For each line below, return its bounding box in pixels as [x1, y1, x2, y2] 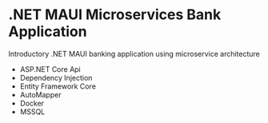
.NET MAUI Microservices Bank [8, 6, 222, 24]
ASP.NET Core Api [19, 64, 82, 73]
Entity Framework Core [19, 81, 96, 91]
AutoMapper [19, 89, 62, 99]
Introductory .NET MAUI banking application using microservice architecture [8, 49, 260, 58]
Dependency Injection [19, 73, 93, 82]
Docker [19, 98, 45, 108]
